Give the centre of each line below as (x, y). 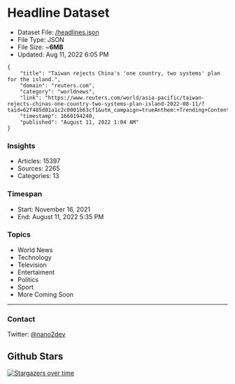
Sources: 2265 (39, 168)
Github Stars (35, 356)
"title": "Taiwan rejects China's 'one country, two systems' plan (120, 73)
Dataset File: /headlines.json (58, 32)
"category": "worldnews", (58, 91)
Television (32, 265)
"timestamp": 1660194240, (58, 116)
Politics (28, 279)
